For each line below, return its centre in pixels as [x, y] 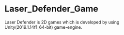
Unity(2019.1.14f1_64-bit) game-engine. [43, 27]
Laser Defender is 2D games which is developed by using [62, 22]
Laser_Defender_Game [52, 9]
